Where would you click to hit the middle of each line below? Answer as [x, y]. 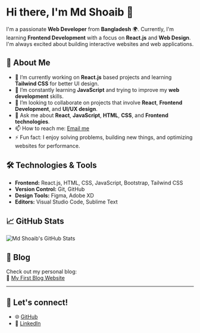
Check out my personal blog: [42, 272]
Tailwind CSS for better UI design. [57, 84]
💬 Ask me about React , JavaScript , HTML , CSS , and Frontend [91, 115]
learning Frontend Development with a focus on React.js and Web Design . [99, 38]
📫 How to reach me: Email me [52, 128]
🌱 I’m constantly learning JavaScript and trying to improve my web [97, 90]
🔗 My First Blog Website [36, 278]
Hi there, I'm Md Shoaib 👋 [70, 12]
